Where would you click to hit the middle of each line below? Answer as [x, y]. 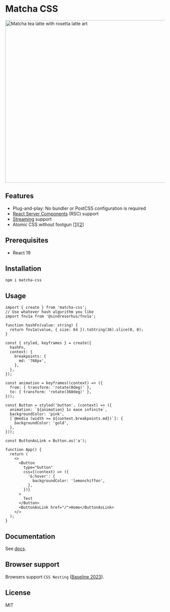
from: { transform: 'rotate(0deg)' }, [51, 388]
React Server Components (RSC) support [55, 213]
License [18, 593]
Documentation [30, 536]
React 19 [22, 252]
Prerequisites [27, 240]
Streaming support [32, 219]
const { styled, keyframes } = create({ [49, 343]
